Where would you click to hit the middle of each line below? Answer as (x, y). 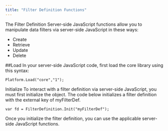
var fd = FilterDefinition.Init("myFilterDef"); (57, 109)
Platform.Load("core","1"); (35, 80)
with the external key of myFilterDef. (43, 100)
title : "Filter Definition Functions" (46, 10)
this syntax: (17, 71)
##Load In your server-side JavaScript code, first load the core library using (84, 65)
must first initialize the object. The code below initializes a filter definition (81, 94)
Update (20, 50)
